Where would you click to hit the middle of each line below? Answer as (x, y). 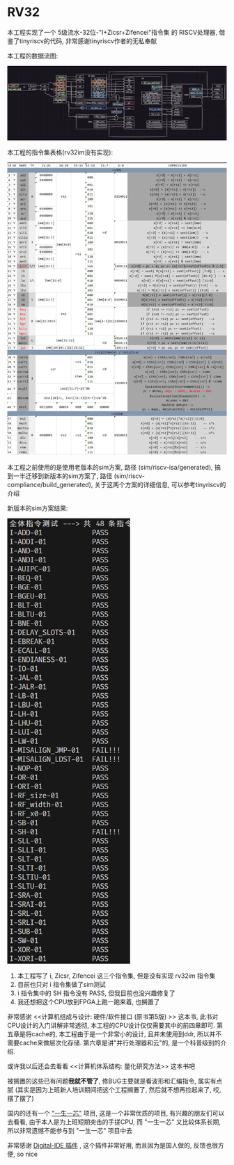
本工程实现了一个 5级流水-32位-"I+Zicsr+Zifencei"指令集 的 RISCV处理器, (112, 32)
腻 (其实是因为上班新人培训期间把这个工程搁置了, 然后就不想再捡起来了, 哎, (114, 1090)
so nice (27, 1154)
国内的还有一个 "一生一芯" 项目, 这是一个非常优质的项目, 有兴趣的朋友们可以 (116, 1114)
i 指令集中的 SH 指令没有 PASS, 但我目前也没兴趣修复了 (96, 993)
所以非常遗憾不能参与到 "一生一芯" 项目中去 (70, 1131)
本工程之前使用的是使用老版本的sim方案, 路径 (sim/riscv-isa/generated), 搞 (114, 468)
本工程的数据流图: (33, 56)
